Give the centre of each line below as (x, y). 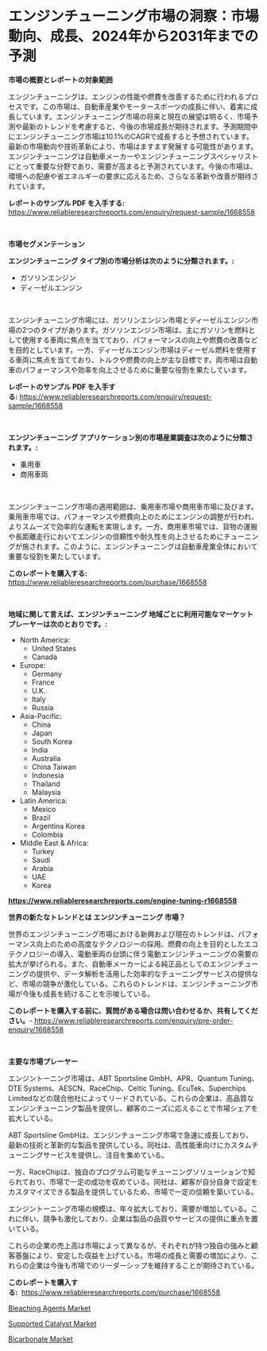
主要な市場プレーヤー (43, 1061)
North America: (44, 640)
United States (54, 648)
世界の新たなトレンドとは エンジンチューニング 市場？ (97, 917)
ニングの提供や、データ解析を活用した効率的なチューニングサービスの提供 (130, 974)
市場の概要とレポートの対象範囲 (60, 80)
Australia (46, 758)
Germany (46, 674)
